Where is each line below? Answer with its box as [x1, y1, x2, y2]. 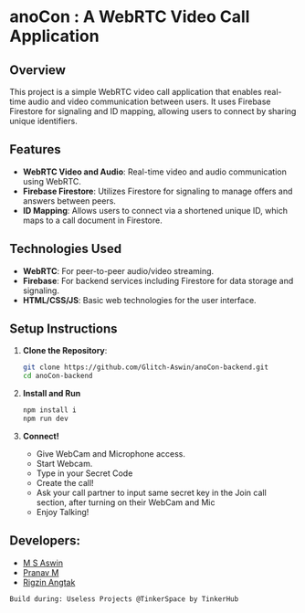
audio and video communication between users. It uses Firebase [27, 96, 271, 107]
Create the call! [36, 477, 94, 488]
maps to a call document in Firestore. [22, 215, 163, 226]
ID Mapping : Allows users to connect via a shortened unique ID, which [22, 205, 288, 216]
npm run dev [22, 414, 68, 424]
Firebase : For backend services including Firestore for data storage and [22, 275, 294, 286]
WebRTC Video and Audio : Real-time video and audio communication [22, 166, 288, 177]
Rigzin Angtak [22, 576, 76, 587]
